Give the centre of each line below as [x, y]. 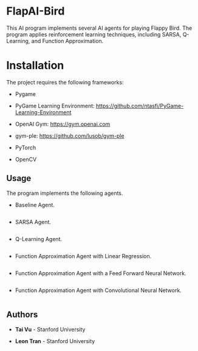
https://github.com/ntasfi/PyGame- [140, 106]
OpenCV [26, 159]
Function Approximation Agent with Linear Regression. [83, 256]
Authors [22, 315]
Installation [35, 66]
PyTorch [26, 148]
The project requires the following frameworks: [65, 82]
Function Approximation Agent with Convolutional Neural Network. [98, 290]
